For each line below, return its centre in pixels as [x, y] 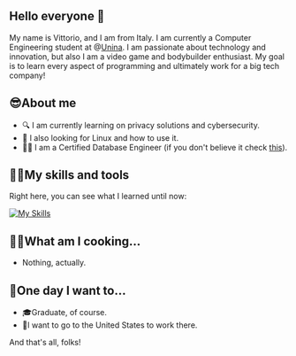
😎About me [43, 103]
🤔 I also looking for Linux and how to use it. [100, 137]
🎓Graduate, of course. [65, 313]
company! [27, 75]
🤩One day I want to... [68, 290]
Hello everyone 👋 [57, 16]
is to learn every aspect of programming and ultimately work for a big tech [144, 66]
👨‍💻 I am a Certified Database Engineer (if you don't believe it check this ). [155, 147]
